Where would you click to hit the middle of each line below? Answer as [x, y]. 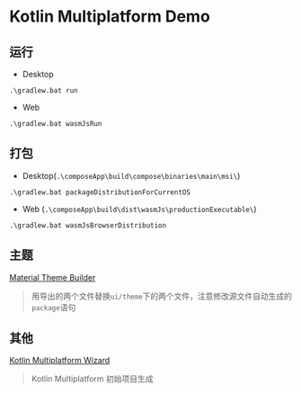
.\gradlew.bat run [44, 91]
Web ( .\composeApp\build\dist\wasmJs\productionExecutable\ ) [140, 209]
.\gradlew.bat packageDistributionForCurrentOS [100, 192]
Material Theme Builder [53, 277]
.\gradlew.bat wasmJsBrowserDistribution [88, 225]
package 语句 [53, 307]
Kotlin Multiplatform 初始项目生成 [93, 379]
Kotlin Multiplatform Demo [110, 17]
